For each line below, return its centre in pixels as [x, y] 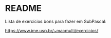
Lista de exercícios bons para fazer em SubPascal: [56, 21]
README [23, 8]
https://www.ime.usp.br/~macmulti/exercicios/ [52, 30]
